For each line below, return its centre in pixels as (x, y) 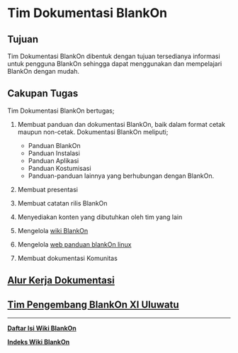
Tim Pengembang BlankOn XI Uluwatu (93, 304)
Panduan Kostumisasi (59, 168)
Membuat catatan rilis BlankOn (62, 203)
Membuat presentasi (47, 189)
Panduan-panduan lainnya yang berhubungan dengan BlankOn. (121, 176)
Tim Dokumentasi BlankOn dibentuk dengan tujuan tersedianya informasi (114, 56)
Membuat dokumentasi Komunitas (68, 258)
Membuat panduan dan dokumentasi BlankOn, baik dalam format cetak (121, 124)
